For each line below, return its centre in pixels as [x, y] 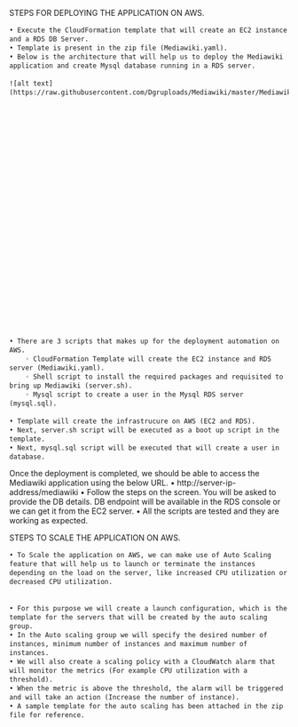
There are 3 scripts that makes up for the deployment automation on [148, 341]
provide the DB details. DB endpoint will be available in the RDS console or [145, 502]
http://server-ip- [207, 483]
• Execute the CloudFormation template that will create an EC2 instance [149, 30]
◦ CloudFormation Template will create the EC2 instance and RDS [149, 359]
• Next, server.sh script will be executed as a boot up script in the [144, 430]
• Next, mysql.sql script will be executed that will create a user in [144, 448]
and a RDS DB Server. [49, 39]
